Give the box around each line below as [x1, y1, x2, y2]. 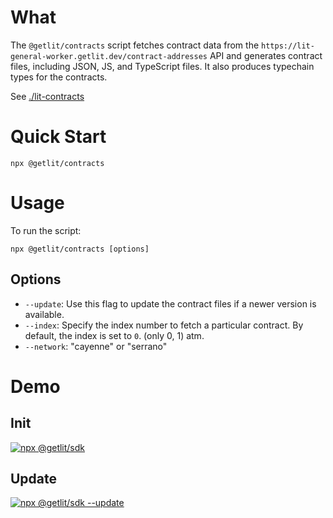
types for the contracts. [10, 71, 108, 83]
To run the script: [10, 224, 82, 236]
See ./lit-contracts [10, 90, 85, 102]
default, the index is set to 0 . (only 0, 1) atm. [24, 329, 205, 341]
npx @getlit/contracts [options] [10, 244, 150, 254]
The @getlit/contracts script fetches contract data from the [10, 39, 260, 51]
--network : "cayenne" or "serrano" [24, 340, 168, 352]
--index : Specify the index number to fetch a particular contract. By [24, 319, 304, 331]
